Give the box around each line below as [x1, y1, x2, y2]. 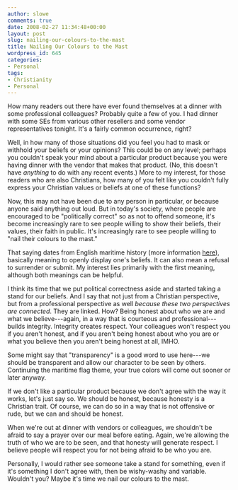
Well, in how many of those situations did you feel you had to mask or [7, 139, 210, 147]
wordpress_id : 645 [7, 50, 62, 57]
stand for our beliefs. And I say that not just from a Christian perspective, [7, 292, 220, 301]
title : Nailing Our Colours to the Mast [7, 43, 129, 50]
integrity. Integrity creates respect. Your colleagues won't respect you [26, 322, 231, 331]
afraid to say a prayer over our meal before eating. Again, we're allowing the [7, 431, 229, 439]
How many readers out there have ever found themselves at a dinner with [7, 102, 222, 110]
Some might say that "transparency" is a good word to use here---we [7, 351, 210, 359]
